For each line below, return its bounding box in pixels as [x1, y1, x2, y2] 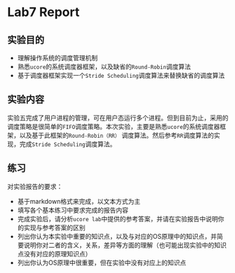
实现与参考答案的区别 [23, 223, 86, 232]
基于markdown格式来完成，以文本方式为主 [17, 197, 141, 205]
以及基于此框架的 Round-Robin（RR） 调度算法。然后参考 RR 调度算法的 [19, 131, 215, 139]
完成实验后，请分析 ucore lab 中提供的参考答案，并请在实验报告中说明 [17, 214, 219, 223]
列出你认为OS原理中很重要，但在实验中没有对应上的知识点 [17, 258, 187, 267]
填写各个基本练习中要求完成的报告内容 [17, 206, 128, 214]
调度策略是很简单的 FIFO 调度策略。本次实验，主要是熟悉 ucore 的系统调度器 [7, 122, 220, 130]
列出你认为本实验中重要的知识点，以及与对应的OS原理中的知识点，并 [17, 232, 217, 240]
